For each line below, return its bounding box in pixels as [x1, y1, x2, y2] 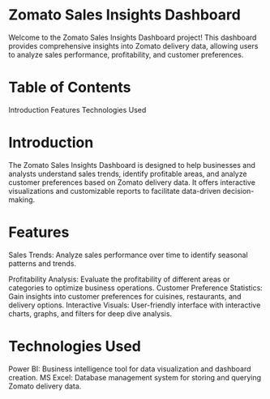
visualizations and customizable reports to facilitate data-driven [8, 186, 221, 195]
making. [8, 195, 36, 204]
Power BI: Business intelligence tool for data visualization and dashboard [8, 363, 251, 374]
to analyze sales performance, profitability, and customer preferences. [8, 49, 244, 59]
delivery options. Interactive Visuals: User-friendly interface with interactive [8, 300, 261, 310]
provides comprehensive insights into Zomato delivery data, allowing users [8, 41, 259, 50]
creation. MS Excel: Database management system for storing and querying [8, 372, 262, 382]
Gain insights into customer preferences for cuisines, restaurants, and [8, 291, 242, 301]
